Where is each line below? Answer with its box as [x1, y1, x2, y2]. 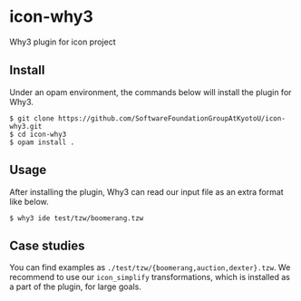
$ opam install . [9, 138, 75, 147]
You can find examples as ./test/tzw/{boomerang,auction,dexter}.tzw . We [9, 262, 291, 273]
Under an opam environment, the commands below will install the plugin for [9, 86, 292, 97]
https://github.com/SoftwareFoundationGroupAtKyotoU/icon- [57, 113, 286, 123]
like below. [9, 196, 49, 207]
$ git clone [9, 113, 54, 123]
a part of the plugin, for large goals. [9, 281, 142, 292]
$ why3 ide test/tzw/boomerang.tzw [9, 213, 144, 223]
